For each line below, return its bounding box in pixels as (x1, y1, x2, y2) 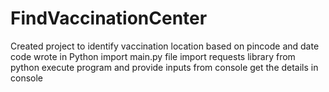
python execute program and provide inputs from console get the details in (10, 61, 319, 73)
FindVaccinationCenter (10, 7, 208, 30)
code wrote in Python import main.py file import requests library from (10, 50, 296, 62)
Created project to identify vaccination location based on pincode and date (10, 40, 320, 52)
